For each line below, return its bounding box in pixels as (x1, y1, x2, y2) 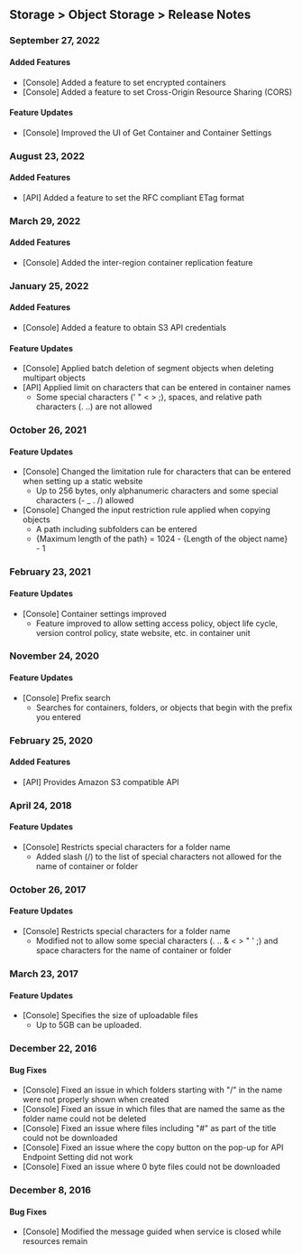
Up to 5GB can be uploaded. (35, 1020, 142, 1031)
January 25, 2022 (9, 279, 89, 292)
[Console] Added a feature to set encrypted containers (22, 77, 227, 88)
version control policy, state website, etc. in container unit (35, 627, 251, 638)
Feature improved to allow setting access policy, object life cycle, (35, 618, 278, 629)
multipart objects (22, 372, 86, 383)
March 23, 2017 (9, 967, 78, 979)
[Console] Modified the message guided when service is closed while (22, 1226, 282, 1237)
